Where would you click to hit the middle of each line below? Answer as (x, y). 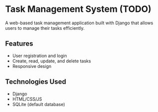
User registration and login (39, 56)
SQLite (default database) (39, 104)
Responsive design (32, 66)
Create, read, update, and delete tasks (51, 61)
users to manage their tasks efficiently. (45, 28)
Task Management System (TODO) (78, 9)
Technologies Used (36, 82)
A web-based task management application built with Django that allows (79, 23)
